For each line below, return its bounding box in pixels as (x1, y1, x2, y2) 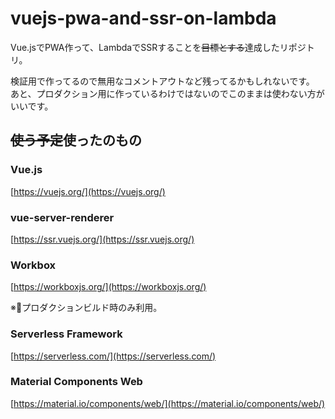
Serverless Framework (10, 327, 123, 341)
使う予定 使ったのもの (10, 132, 142, 149)
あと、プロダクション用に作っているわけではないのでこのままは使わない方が (10, 87, 325, 99)
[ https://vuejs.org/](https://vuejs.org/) (10, 185, 166, 197)
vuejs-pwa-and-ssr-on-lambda (10, 7, 277, 30)
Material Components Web (10, 375, 143, 389)
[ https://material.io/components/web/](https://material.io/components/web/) (10, 397, 326, 409)
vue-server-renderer (10, 210, 115, 224)
